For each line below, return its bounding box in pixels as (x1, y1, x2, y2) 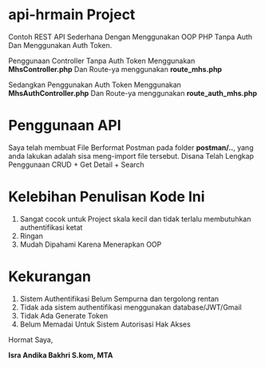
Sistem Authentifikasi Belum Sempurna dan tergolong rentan (19, 294, 220, 303)
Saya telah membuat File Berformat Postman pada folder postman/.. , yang (8, 142, 254, 152)
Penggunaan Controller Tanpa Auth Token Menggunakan (8, 56, 196, 65)
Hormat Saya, (8, 334, 53, 344)
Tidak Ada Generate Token (19, 311, 109, 320)
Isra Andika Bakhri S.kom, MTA (8, 350, 113, 360)
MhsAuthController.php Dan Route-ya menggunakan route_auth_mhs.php (8, 88, 258, 97)
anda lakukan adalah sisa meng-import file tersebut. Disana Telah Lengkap (8, 151, 254, 160)
